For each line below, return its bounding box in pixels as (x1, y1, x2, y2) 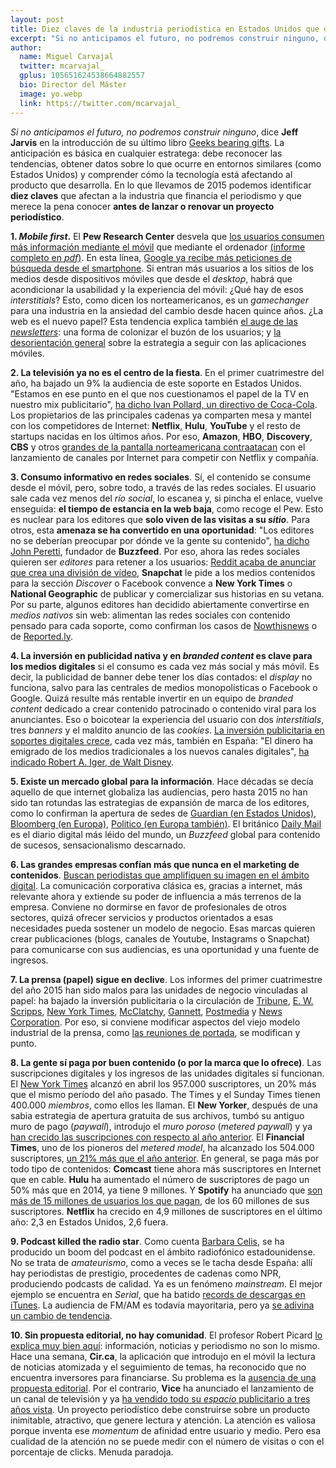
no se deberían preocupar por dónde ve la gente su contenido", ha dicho (10, 534, 310, 546)
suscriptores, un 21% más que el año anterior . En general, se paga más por (10, 1152, 320, 1164)
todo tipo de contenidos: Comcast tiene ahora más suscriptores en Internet (10, 1162, 322, 1175)
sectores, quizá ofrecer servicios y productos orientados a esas (10, 911, 274, 923)
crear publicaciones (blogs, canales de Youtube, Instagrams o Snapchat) (10, 932, 310, 945)
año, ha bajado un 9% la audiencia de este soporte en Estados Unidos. (10, 377, 303, 389)
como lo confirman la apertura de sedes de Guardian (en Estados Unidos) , (10, 807, 317, 819)
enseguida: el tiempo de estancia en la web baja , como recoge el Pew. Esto (10, 502, 324, 515)
